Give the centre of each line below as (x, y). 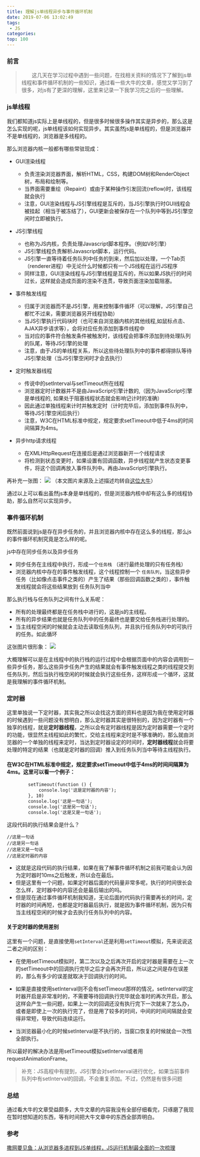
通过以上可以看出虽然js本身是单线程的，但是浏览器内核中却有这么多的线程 (97, 493)
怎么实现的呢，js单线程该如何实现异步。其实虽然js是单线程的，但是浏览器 (96, 128)
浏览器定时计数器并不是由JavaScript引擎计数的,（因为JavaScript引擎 (108, 390)
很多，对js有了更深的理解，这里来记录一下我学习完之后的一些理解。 (104, 90)
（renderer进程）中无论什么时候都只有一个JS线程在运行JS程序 (101, 266)
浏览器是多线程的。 (66, 136)
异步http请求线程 (36, 440)
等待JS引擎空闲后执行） (53, 413)
